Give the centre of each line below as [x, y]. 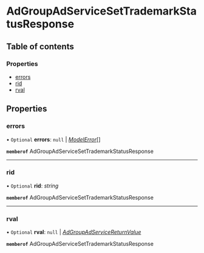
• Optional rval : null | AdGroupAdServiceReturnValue [74, 232]
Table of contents [40, 46]
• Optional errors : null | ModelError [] [53, 139]
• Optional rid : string [32, 186]
